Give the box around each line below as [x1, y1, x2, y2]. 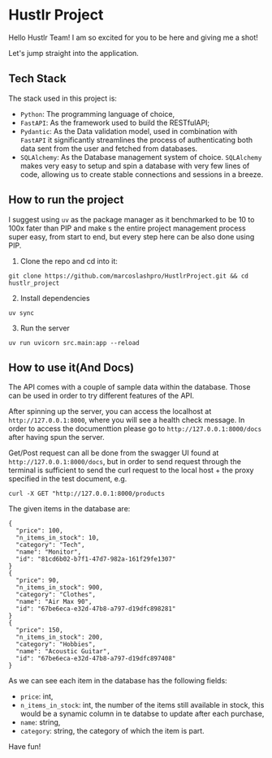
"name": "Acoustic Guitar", [15, 648, 111, 656]
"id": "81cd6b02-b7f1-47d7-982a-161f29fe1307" [15, 555, 176, 563]
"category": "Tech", [15, 541, 85, 549]
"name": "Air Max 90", [15, 598, 93, 606]
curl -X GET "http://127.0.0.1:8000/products [8, 489, 165, 498]
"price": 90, [15, 576, 60, 585]
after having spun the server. [8, 433, 105, 442]
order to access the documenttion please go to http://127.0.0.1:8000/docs [8, 424, 262, 433]
